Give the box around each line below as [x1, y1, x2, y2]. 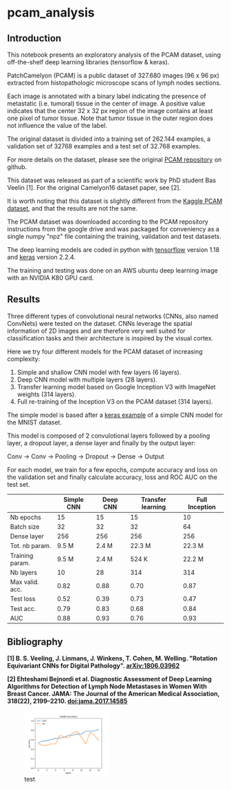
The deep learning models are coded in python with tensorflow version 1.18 [7, 246, 220, 253]
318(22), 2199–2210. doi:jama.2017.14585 [7, 697, 128, 705]
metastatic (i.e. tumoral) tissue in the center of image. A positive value [7, 99, 206, 108]
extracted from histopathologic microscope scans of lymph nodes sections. [7, 79, 221, 87]
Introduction [7, 32, 62, 44]
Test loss [10, 595, 36, 603]
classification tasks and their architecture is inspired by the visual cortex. [7, 333, 214, 342]
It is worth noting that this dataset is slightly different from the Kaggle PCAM [7, 197, 223, 205]
